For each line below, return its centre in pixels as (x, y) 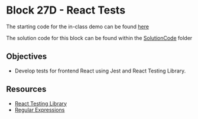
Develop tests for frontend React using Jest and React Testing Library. (100, 71)
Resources (26, 89)
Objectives (27, 57)
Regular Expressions (40, 110)
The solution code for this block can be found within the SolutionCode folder (99, 38)
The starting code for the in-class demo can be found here (78, 27)
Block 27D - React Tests (66, 10)
